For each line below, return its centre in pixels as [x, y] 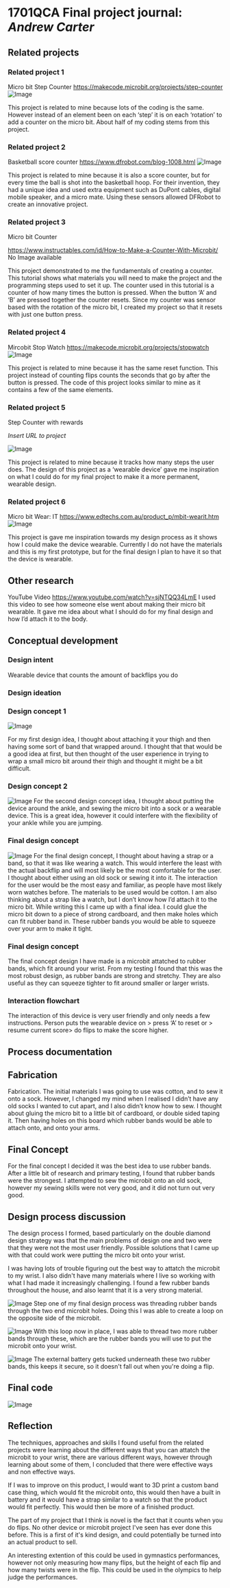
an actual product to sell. [43, 1542]
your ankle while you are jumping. [55, 823]
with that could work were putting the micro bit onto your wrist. [97, 1255]
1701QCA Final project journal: [95, 13]
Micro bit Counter [33, 237]
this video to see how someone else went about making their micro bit [107, 604]
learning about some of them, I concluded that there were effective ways [110, 1464]
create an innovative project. [48, 204]
